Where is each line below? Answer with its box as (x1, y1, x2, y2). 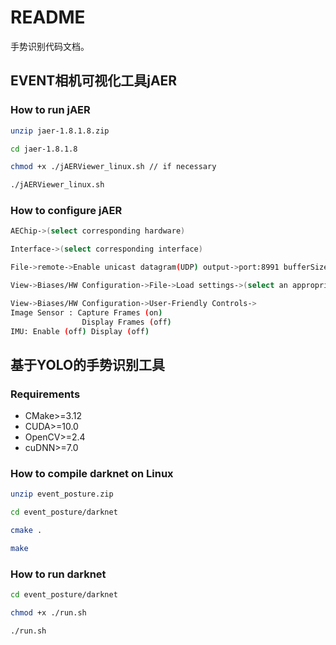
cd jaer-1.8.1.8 (10, 144, 78, 154)
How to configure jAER (10, 204, 123, 218)
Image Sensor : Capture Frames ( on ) (10, 307, 163, 318)
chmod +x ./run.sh (10, 608, 87, 618)
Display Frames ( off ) (81, 317, 172, 327)
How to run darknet (10, 567, 107, 581)
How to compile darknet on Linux (10, 467, 174, 481)
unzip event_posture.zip (10, 489, 114, 500)
